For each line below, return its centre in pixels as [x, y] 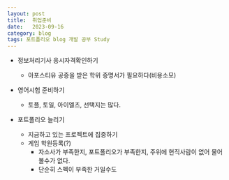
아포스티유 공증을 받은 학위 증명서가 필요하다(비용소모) [102, 75]
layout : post [26, 14]
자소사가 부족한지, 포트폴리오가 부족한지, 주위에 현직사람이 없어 [124, 152]
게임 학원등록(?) [50, 143]
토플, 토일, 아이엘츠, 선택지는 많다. [74, 105]
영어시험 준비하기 [41, 90]
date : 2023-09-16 [36, 27]
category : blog [29, 33]
